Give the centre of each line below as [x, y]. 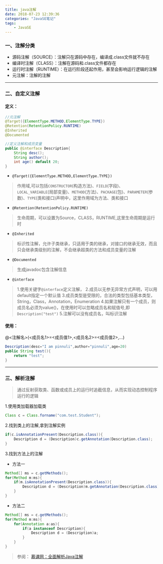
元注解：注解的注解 [31, 75]
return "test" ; [29, 356]
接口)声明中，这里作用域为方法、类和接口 [87, 198]
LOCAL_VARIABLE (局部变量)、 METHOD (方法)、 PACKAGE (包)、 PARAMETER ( [83, 192]
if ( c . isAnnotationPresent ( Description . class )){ [54, 435]
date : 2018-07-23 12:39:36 [32, 14]
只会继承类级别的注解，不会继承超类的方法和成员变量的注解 [76, 250]
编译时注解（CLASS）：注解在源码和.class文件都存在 [64, 63]
